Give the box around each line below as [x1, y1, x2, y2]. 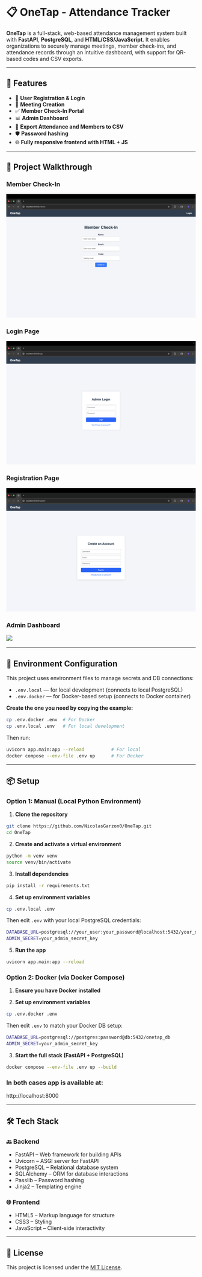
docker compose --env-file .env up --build [6, 1064, 117, 1071]
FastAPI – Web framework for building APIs [14, 1151, 122, 1158]
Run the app [14, 946, 46, 954]
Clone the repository [14, 810, 68, 818]
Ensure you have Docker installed [14, 987, 101, 994]
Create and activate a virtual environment [14, 840, 121, 847]
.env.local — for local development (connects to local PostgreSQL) [14, 686, 183, 693]
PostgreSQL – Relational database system [14, 1164, 118, 1171]
